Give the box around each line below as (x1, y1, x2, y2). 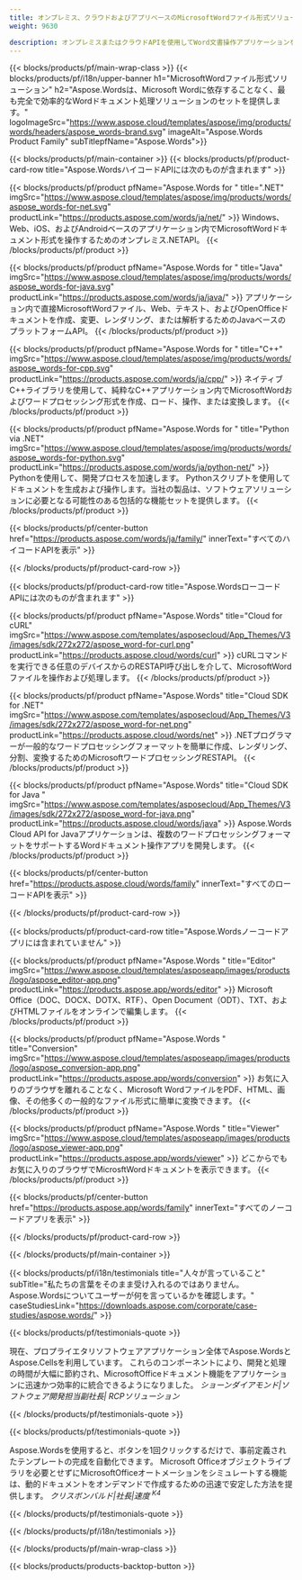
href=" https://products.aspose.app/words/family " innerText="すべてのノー (9, 1203, 285, 1214)
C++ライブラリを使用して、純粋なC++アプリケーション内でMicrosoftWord (9, 384, 285, 396)
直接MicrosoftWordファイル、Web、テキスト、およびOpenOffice (40, 303, 281, 314)
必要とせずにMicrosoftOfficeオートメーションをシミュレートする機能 (32, 1467, 288, 1478)
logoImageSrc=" (9, 117, 70, 128)
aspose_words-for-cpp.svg (9, 363, 111, 374)
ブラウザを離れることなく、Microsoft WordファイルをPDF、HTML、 (24, 1084, 278, 1095)
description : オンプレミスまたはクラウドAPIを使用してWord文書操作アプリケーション (9, 38, 290, 47)
